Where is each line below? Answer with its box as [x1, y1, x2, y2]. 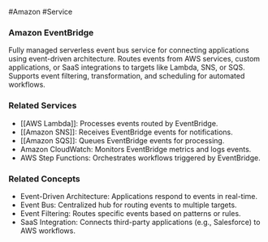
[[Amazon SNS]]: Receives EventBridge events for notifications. [19, 127, 233, 137]
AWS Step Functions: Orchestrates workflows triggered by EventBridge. [19, 153, 262, 163]
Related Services [8, 100, 77, 112]
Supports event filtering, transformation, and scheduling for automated [8, 71, 245, 81]
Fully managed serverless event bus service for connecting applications [8, 45, 249, 55]
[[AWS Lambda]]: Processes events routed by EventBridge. [19, 118, 218, 128]
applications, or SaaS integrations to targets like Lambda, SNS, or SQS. [8, 62, 245, 72]
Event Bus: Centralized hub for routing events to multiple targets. [19, 200, 237, 210]
